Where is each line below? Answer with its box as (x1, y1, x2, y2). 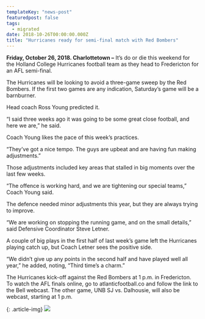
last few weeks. (6, 170, 46, 177)
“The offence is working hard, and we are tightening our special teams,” (6, 182, 187, 189)
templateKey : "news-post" (6, 9, 72, 15)
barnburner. (6, 92, 37, 99)
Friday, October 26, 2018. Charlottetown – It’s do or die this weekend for (6, 54, 190, 61)
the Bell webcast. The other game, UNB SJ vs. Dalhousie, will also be (6, 287, 180, 293)
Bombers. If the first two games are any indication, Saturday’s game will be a (6, 85, 199, 92)
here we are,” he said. (6, 122, 61, 129)
